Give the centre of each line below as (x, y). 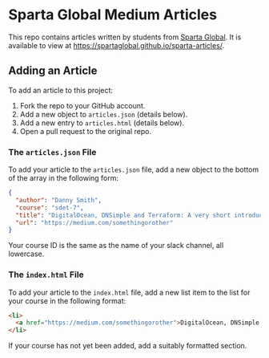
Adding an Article (53, 71)
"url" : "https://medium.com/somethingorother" (94, 222)
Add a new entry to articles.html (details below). (102, 123)
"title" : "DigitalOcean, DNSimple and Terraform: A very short (123, 215)
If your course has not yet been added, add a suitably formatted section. (128, 346)
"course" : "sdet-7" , (50, 207)
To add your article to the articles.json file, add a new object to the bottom (134, 169)
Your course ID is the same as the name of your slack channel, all (116, 246)
